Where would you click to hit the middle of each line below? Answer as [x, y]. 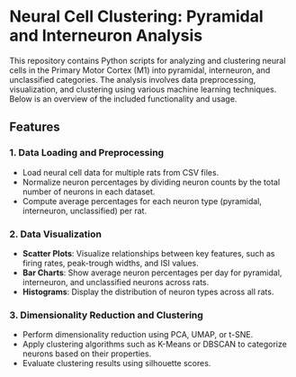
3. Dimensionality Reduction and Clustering [107, 315]
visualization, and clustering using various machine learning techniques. [143, 89]
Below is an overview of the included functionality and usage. [123, 99]
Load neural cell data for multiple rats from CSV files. [121, 172]
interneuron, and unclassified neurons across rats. [116, 282]
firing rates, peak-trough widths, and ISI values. [111, 263]
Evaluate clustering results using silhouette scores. [117, 364]
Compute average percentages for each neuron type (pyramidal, [142, 201]
